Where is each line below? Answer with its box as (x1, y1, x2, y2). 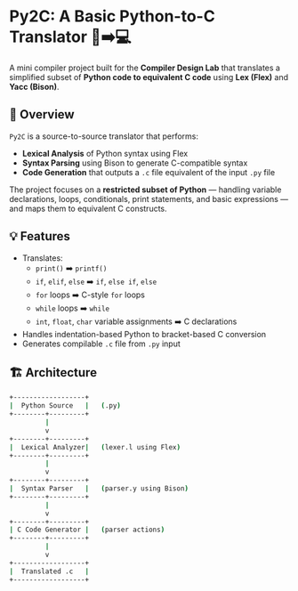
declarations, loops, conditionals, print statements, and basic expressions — (9, 193, 289, 204)
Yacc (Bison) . (9, 81, 60, 92)
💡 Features (9, 229, 71, 244)
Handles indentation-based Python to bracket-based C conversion (21, 328, 267, 339)
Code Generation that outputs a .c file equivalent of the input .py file (21, 166, 276, 177)
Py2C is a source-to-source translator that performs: (9, 131, 198, 142)
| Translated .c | (9, 567, 90, 576)
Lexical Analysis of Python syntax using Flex (21, 148, 189, 158)
